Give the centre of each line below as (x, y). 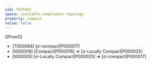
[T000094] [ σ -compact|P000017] (46, 46)
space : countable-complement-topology (44, 14)
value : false (18, 23)
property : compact (24, 18)
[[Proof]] (14, 37)
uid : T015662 (18, 9)
